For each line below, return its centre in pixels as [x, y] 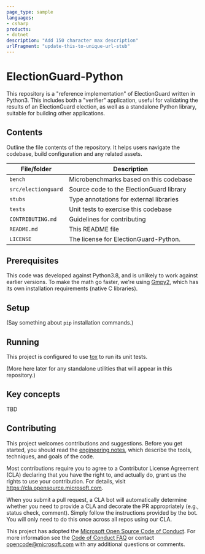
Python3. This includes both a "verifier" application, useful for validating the [102, 100]
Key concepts [33, 394]
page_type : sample [30, 12]
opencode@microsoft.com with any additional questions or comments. [96, 544]
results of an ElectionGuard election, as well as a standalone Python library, [102, 106]
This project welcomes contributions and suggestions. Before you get [95, 443]
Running [23, 342]
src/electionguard [36, 189]
